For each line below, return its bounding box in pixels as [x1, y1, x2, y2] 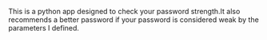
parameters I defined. [8, 24, 80, 32]
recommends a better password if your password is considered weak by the [8, 15, 260, 24]
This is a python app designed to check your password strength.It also [8, 7, 241, 16]
